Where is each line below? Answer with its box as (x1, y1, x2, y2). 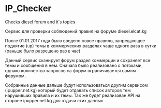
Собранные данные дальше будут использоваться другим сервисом (5, 82, 148, 88)
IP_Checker (5, 3, 52, 14)
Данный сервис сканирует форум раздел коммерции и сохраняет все (5, 57, 151, 63)
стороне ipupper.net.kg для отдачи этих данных (5, 97, 103, 103)
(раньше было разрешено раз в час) (5, 48, 81, 54)
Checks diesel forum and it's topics (5, 19, 75, 25)
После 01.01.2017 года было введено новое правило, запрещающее (5, 37, 145, 44)
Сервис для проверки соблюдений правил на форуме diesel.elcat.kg (5, 28, 147, 34)
